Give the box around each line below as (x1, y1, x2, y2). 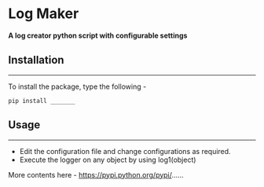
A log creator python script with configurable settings (8, 31, 188, 40)
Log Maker (8, 5, 79, 23)
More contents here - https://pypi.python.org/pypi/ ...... (8, 170, 184, 179)
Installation (8, 53, 64, 67)
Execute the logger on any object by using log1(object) (19, 155, 196, 164)
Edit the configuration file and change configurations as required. (19, 146, 231, 156)
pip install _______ (8, 97, 76, 104)
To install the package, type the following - (8, 82, 147, 91)
